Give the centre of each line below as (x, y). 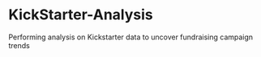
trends (19, 45)
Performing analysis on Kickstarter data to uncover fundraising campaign (131, 37)
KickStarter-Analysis (81, 15)
